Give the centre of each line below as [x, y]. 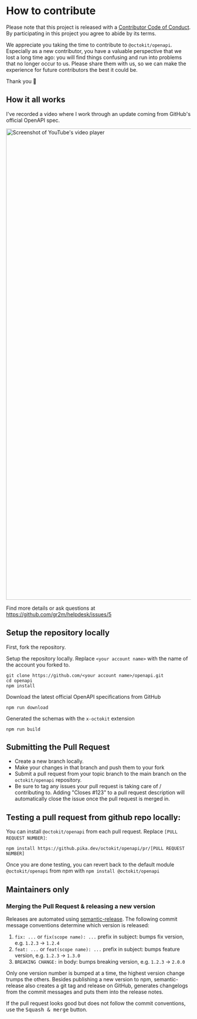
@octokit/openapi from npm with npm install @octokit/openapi [83, 871]
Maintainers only [38, 889]
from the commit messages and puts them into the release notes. [85, 992]
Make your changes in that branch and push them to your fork [89, 768]
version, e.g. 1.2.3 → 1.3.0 [47, 955]
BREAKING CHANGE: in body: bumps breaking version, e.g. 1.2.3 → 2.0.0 [100, 961]
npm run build [23, 729]
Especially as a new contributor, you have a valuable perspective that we [94, 51]
